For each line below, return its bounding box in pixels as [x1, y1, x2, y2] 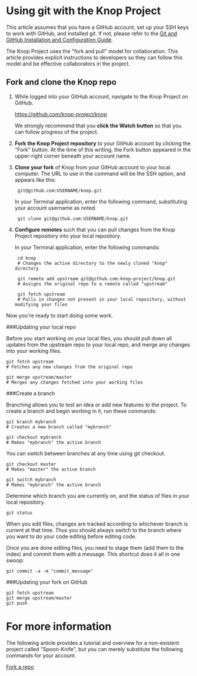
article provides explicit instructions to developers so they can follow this [6, 54, 183, 61]
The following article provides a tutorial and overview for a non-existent [6, 639, 179, 647]
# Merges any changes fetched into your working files [6, 379, 143, 385]
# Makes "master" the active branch [6, 466, 96, 472]
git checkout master [6, 461, 57, 467]
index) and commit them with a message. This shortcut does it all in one [6, 550, 181, 557]
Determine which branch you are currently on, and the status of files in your [6, 492, 190, 499]
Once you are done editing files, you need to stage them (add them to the [6, 544, 184, 551]
